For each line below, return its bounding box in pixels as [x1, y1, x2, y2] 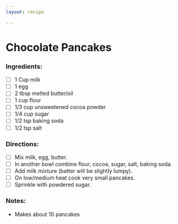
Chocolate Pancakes [5, 40, 112, 54]
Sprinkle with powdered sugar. [14, 181, 92, 189]
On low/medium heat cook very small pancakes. [14, 174, 135, 181]
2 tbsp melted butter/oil [14, 89, 74, 97]
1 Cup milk [14, 76, 41, 83]
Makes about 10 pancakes [14, 211, 80, 218]
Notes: [5, 197, 26, 205]
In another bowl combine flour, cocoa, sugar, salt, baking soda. [14, 160, 173, 167]
